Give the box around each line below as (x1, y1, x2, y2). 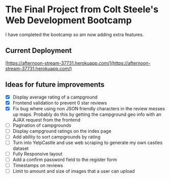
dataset (12, 145, 29, 151)
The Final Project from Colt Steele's (5, 4, 159, 15)
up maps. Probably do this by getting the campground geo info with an (12, 111, 162, 117)
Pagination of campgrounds (12, 122, 71, 128)
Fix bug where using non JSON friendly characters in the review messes (12, 105, 165, 111)
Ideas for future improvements (5, 81, 105, 89)
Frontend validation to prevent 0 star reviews (12, 100, 107, 106)
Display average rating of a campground (12, 94, 98, 100)
